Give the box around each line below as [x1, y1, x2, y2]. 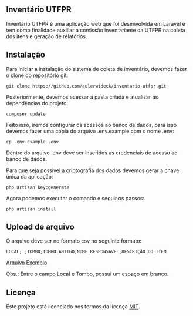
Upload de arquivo [6, 222, 75, 232]
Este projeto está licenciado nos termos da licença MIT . [6, 303, 140, 310]
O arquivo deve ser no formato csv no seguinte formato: [6, 237, 142, 244]
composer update [6, 111, 46, 117]
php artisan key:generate [6, 184, 69, 190]
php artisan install [6, 206, 57, 212]
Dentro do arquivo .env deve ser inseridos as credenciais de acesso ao [6, 149, 178, 156]
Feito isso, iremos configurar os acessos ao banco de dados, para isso [6, 121, 177, 128]
